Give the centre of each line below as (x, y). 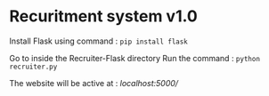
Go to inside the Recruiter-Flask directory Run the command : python (135, 58)
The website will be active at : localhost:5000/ (94, 83)
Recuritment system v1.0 (103, 16)
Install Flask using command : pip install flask (99, 41)
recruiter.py (33, 67)
